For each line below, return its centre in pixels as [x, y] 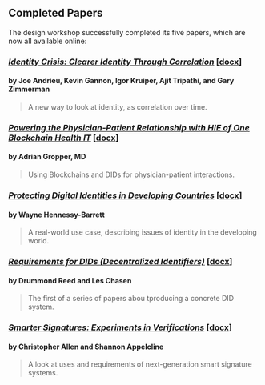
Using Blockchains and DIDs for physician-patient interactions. [131, 174]
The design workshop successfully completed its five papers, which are [127, 32]
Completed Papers [56, 13]
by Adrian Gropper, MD [47, 157]
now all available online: [48, 41]
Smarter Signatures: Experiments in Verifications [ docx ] [120, 327]
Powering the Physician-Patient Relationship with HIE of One [129, 127]
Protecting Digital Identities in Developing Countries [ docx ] [125, 195]
